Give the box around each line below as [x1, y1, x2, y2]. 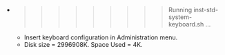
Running [168, 6, 193, 14]
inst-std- [193, 6, 219, 14]
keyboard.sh [168, 20, 204, 28]
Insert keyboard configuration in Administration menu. [23, 33, 178, 41]
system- [168, 13, 192, 21]
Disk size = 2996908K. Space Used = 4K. [23, 41, 143, 48]
